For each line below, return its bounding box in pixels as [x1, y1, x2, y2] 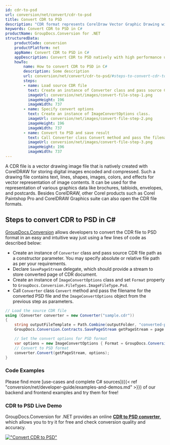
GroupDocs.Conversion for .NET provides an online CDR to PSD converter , [5, 414, 161, 420]
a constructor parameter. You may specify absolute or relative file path [12, 255, 160, 261]
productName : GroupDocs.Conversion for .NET [5, 31, 101, 36]
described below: [5, 240, 41, 246]
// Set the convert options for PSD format [14, 336, 108, 341]
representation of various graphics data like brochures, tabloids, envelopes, [5, 184, 163, 190]
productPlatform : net [14, 45, 60, 50]
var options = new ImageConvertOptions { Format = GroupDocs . [14, 341, 148, 346]
